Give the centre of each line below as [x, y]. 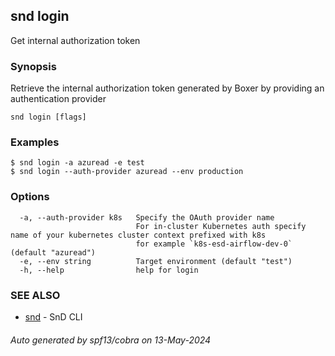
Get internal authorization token [75, 40]
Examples [35, 142]
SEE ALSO [35, 295]
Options [30, 197]
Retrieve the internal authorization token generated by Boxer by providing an [167, 88]
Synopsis [33, 66]
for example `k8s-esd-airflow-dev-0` [214, 244]
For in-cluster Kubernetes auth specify [221, 226]
